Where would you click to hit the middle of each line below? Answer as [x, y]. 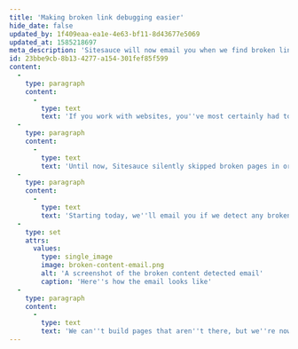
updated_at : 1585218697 [53, 42]
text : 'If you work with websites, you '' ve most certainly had [160, 116]
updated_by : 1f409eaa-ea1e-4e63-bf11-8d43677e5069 [105, 34]
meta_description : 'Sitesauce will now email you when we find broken [142, 51]
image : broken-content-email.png [103, 266]
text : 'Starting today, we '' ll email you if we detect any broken [166, 215]
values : [47, 249]
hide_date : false [41, 26]
